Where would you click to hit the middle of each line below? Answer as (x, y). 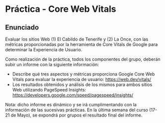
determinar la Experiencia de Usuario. (44, 50)
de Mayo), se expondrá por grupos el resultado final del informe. (77, 115)
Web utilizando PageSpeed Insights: (49, 90)
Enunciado (22, 27)
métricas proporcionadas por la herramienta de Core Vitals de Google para (82, 44)
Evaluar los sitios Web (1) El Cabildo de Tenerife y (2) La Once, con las (77, 39)
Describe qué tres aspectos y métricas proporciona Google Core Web (83, 74)
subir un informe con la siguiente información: (52, 64)
